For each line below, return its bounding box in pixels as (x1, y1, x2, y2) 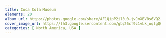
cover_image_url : (5, 21, 41, 26)
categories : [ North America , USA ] (5, 26, 81, 31)
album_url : (5, 16, 28, 21)
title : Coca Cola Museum (5, 7, 56, 12)
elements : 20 (5, 12, 32, 17)
